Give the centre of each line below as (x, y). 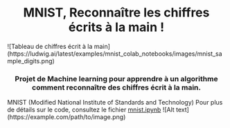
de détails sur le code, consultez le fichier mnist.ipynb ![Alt (91, 110)
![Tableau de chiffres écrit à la (50, 46)
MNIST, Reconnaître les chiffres (116, 13)
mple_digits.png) (31, 61)
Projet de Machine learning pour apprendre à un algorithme (116, 78)
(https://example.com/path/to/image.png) (67, 117)
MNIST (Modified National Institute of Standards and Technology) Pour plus (115, 103)
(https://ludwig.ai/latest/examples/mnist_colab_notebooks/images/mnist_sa (115, 54)
